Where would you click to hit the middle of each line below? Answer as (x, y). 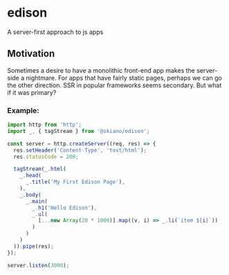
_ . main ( (37, 201)
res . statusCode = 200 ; (46, 157)
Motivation (31, 54)
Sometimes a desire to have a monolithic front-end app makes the (101, 70)
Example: (23, 110)
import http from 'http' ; (44, 125)
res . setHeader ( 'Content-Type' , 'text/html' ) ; (80, 150)
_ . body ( (30, 195)
